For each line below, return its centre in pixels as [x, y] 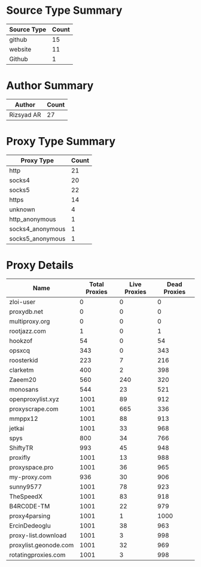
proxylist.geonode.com [42, 545]
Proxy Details [40, 265]
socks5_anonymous [37, 238]
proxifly [20, 457]
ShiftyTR [21, 448]
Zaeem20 [23, 380]
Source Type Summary [64, 10]
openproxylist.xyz [34, 399]
